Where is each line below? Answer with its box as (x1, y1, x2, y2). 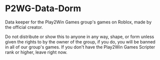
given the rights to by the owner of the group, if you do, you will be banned (5, 39, 156, 44)
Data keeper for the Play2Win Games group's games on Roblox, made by (5, 19, 152, 25)
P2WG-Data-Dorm (5, 3, 81, 14)
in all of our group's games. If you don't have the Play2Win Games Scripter (5, 44, 155, 50)
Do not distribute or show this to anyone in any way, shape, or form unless (5, 34, 155, 40)
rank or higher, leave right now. (5, 49, 67, 55)
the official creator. (5, 24, 43, 30)
